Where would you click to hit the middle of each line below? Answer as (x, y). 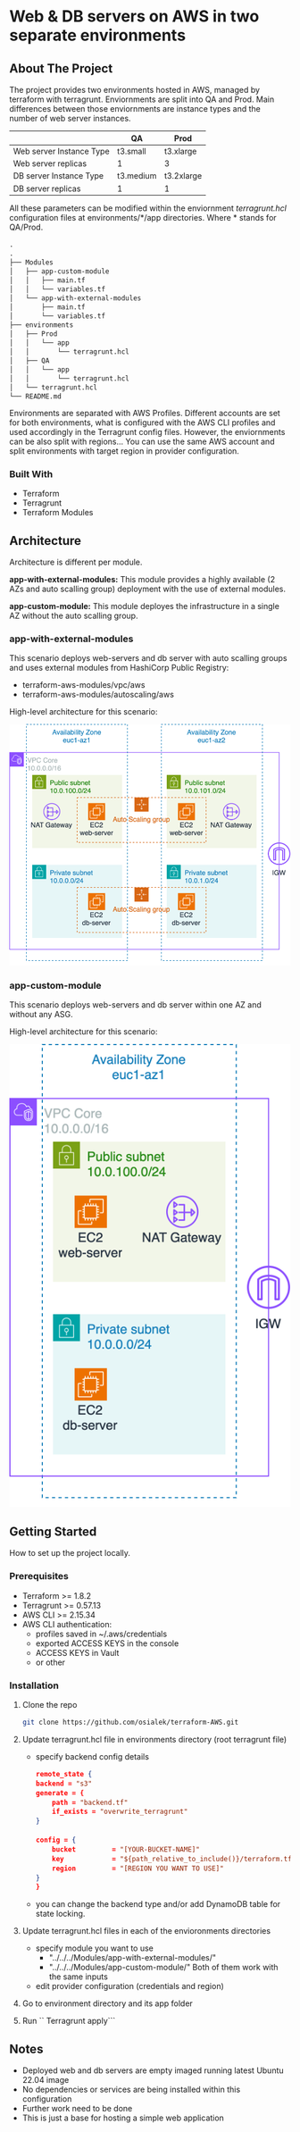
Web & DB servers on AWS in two (134, 17)
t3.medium (137, 176)
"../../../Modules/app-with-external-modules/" (133, 1958)
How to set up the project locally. (70, 1553)
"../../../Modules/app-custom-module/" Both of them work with (163, 1968)
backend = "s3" (63, 1784)
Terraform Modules (58, 513)
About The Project (61, 68)
